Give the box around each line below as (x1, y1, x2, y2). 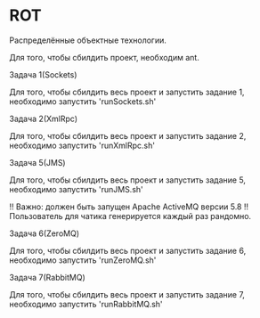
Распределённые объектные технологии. (9, 35, 167, 45)
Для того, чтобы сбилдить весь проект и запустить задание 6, (9, 245, 247, 256)
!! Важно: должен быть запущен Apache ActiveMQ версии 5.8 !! (9, 201, 249, 212)
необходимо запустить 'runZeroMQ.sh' (9, 255, 157, 265)
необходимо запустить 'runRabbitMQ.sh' (9, 298, 163, 309)
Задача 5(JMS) (9, 157, 66, 167)
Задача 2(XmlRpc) (9, 113, 78, 124)
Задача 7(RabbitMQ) (9, 272, 86, 282)
